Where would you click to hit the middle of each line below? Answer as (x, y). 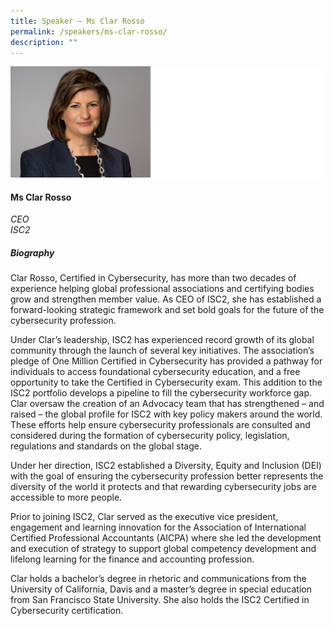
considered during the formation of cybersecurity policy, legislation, (150, 436)
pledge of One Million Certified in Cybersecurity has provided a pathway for (166, 361)
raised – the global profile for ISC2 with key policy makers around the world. (166, 414)
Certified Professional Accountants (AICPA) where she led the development (166, 538)
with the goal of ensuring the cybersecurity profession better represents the (167, 476)
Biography (32, 252)
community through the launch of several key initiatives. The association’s (162, 351)
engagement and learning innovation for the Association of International (158, 527)
